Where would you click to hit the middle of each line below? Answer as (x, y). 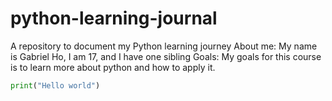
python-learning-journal (114, 18)
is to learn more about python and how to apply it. (113, 67)
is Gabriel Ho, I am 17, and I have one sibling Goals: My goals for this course (166, 56)
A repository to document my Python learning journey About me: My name (164, 46)
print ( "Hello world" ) (55, 85)
